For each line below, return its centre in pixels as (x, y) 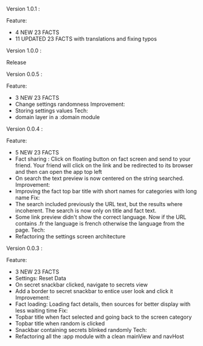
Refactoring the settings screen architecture (70, 236)
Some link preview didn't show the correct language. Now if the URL (101, 217)
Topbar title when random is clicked (60, 324)
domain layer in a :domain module (57, 117)
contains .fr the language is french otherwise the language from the (100, 223)
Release (16, 62)
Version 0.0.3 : (24, 248)
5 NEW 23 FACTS (37, 152)
